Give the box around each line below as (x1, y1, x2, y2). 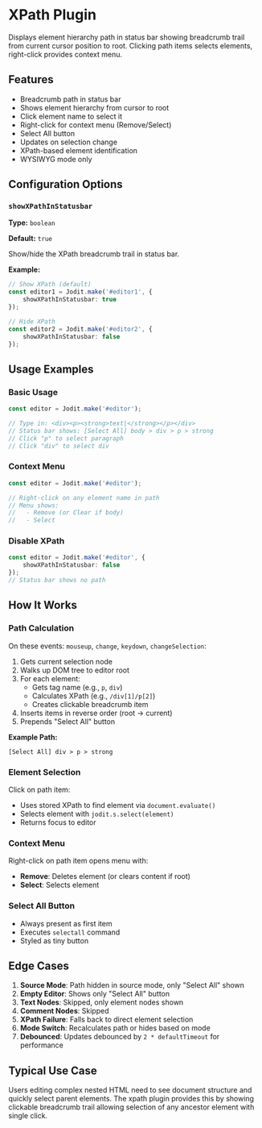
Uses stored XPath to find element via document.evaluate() (19, 800, 216, 810)
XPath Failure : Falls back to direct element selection (19, 1014, 194, 1025)
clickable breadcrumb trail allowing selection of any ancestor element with (8, 1102, 255, 1112)
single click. (8, 1111, 48, 1121)
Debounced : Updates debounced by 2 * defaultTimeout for (19, 1032, 220, 1042)
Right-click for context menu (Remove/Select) (19, 119, 172, 130)
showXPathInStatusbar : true (23, 296, 117, 304)
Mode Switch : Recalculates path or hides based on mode (19, 1023, 211, 1033)
